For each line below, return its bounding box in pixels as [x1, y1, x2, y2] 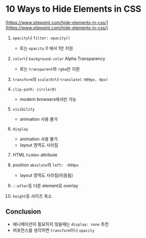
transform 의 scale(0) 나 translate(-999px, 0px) [12, 76, 109, 82]
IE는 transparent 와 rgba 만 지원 [19, 66, 80, 72]
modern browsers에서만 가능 [19, 96, 77, 102]
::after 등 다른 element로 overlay [12, 182, 78, 189]
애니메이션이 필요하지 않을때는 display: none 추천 [12, 221, 109, 227]
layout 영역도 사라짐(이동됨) [19, 172, 73, 178]
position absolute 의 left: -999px [12, 162, 79, 168]
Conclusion [5, 208, 41, 216]
